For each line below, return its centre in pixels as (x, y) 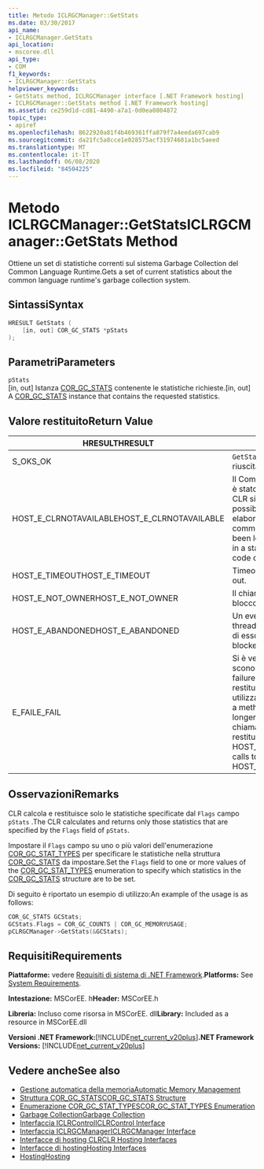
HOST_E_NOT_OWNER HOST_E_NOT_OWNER (95, 598)
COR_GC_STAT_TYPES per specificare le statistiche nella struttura (114, 853)
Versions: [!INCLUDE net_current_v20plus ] (77, 1046)
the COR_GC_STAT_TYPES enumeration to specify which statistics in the (125, 870)
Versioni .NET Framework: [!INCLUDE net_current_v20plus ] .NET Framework (131, 1038)
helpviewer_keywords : (44, 89)
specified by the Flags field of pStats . (69, 830)
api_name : (24, 30)
